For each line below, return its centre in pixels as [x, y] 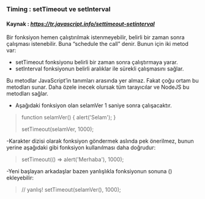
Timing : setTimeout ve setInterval [58, 9]
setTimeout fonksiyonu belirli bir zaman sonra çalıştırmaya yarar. [97, 62]
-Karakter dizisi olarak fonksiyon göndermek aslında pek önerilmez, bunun [100, 141]
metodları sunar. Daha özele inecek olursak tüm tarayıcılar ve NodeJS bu [98, 87]
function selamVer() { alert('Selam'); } [69, 118]
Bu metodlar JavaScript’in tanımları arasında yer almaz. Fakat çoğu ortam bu [102, 81]
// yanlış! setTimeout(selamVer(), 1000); [71, 190]
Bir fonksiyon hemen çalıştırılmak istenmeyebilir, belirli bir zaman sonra [95, 37]
